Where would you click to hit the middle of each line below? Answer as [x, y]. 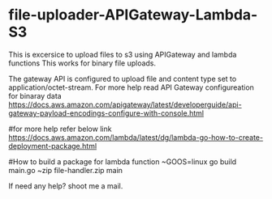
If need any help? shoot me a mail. [66, 186]
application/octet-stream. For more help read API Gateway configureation [131, 87]
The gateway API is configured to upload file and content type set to [123, 78]
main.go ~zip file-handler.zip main [66, 170]
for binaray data [35, 95]
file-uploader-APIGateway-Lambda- [133, 15]
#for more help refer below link [60, 129]
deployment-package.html [53, 146]
